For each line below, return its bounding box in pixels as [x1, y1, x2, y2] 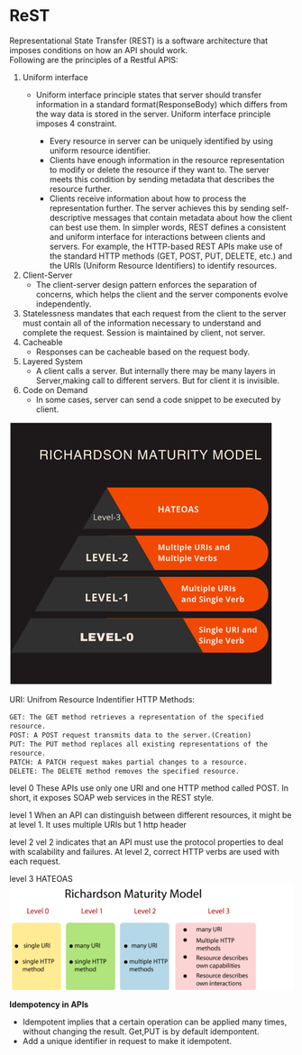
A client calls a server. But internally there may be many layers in [35, 365, 277, 376]
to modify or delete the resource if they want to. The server [49, 164, 270, 175]
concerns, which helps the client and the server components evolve [35, 289, 288, 299]
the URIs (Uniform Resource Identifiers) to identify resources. [49, 260, 278, 271]
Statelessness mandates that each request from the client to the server [22, 307, 287, 318]
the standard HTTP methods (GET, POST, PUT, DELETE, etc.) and [49, 250, 293, 261]
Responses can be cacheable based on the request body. [35, 346, 251, 357]
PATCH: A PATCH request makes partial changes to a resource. [9, 757, 248, 766]
